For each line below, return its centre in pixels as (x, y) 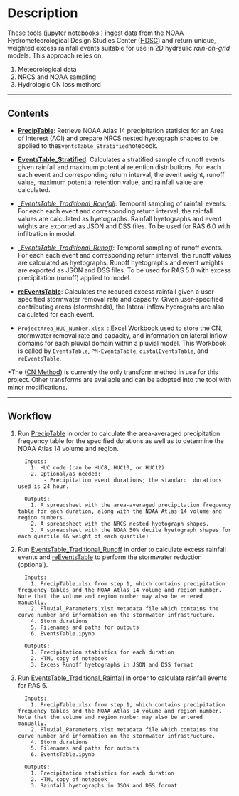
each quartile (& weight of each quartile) (83, 536)
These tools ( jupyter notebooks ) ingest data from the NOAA (96, 33)
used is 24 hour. (43, 486)
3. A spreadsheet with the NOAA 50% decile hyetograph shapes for (131, 530)
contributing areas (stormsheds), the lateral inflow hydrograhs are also (121, 307)
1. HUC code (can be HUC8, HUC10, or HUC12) (98, 467)
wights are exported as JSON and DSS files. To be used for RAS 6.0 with (124, 226)
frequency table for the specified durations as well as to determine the (121, 441)
